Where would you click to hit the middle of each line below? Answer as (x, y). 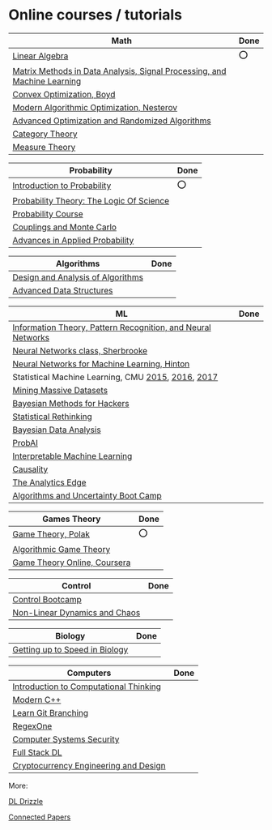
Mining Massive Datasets (60, 390)
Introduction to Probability (62, 186)
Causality (30, 469)
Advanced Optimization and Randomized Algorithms (112, 121)
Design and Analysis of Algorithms (78, 277)
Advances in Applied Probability (73, 240)
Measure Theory (44, 147)
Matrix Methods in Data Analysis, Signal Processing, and (119, 71)
